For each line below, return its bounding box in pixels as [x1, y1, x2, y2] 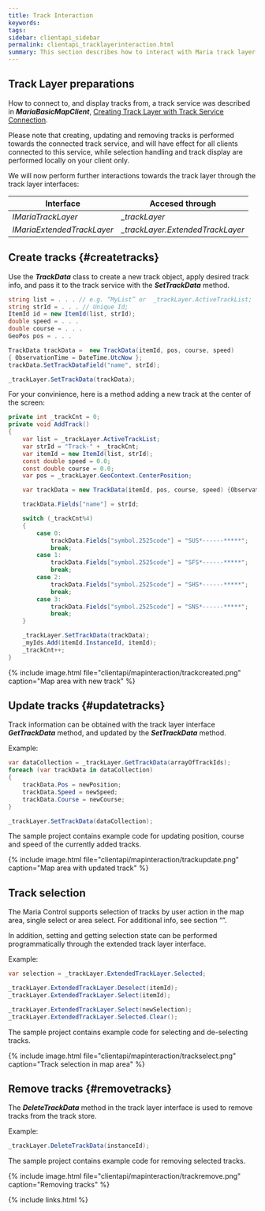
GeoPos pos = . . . [8, 332, 73, 340]
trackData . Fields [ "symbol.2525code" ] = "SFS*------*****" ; [50, 559, 248, 566]
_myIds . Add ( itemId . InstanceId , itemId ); [22, 639, 157, 647]
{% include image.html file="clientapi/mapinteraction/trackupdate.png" [8, 855, 239, 865]
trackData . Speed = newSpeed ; [22, 788, 118, 796]
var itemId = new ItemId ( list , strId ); [22, 450, 154, 458]
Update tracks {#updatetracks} [8, 699, 166, 712]
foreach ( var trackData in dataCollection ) [8, 766, 154, 774]
